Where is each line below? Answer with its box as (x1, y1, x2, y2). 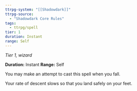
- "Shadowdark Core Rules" (9, 16, 64, 21)
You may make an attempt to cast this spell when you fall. (5, 71, 120, 77)
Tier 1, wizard (5, 52, 32, 58)
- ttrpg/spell (9, 25, 38, 30)
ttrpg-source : (5, 12, 34, 17)
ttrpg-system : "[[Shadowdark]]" (5, 7, 71, 12)
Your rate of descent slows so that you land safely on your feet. (5, 80, 133, 86)
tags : (5, 20, 16, 26)
